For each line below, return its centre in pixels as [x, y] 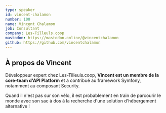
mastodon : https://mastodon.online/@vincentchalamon [62, 38]
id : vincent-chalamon [28, 15]
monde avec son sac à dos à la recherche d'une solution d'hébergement [81, 100]
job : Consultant [22, 29]
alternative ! [18, 106]
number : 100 [18, 19]
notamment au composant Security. [43, 85]
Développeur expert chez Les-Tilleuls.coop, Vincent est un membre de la [82, 75]
